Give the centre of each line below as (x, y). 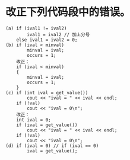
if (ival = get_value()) (47, 125)
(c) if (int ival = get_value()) (47, 92)
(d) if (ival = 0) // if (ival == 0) (52, 146)
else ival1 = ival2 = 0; (47, 40)
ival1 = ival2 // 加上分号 (58, 34)
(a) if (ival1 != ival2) (36, 28)
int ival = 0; (34, 120)
